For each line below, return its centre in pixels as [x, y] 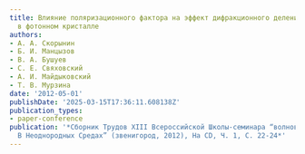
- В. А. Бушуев [38, 60]
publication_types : [46, 111]
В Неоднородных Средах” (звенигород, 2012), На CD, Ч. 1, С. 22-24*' [152, 136]
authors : [26, 34]
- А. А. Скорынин [42, 43]
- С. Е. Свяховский [46, 69]
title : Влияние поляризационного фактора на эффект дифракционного [140, 18]
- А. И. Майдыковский [50, 77]
